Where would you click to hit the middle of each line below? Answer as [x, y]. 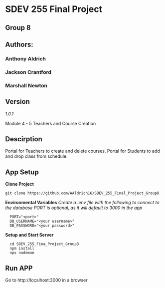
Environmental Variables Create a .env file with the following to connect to [82, 203]
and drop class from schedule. [37, 156]
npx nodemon [22, 253]
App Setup [22, 172]
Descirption [24, 139]
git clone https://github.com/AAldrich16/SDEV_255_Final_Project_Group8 [82, 193]
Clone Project [19, 184]
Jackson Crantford [28, 72]
